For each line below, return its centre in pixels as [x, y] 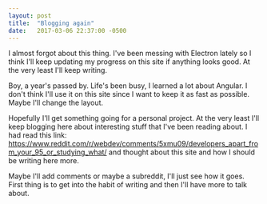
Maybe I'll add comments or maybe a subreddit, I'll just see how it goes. [127, 176]
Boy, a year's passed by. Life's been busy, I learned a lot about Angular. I [128, 86]
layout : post [30, 16]
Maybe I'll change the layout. [56, 103]
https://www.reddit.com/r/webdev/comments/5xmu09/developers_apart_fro [133, 144]
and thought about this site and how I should [182, 152]
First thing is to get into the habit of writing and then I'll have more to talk [128, 185]
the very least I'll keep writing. [58, 70]
